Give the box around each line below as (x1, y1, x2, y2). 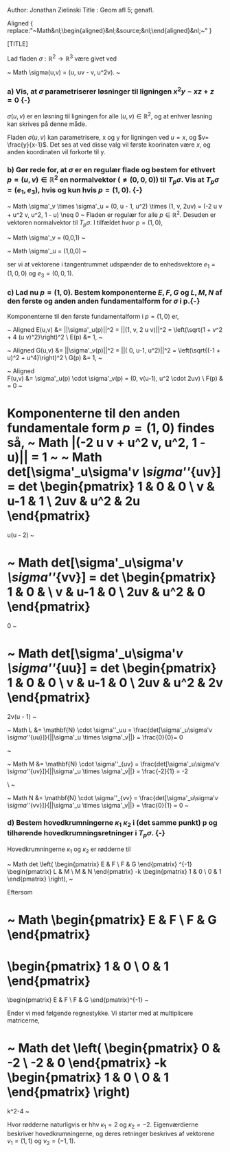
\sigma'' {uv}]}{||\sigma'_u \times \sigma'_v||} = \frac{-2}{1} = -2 (7, 767, 189, 775)
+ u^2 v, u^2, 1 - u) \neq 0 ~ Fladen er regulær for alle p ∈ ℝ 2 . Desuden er (7, 209, 216, 219)
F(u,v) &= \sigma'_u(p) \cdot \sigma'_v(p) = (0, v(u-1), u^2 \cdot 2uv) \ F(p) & (7, 374, 223, 382)
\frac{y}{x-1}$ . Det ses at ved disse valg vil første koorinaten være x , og (7, 140, 211, 149)
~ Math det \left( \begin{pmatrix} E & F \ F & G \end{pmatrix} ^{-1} (7, 860, 192, 868)
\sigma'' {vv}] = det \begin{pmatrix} (7, 569, 216, 585)
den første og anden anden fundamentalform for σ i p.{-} (7, 296, 200, 306)
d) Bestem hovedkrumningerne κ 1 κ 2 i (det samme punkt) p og (7, 818, 218, 829)
